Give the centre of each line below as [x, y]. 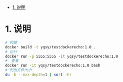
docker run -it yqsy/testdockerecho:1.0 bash [53, 66]
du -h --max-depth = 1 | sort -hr [38, 75]
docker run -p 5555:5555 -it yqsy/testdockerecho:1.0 [62, 56]
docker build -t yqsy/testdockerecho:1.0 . [51, 47]
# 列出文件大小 [19, 70]
